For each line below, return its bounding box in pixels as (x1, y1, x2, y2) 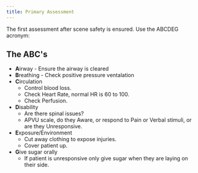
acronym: (6, 31, 30, 39)
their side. (24, 161, 50, 169)
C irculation (15, 78, 42, 85)
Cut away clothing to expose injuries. (24, 136, 117, 143)
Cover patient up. (24, 142, 68, 149)
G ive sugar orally (15, 148, 58, 156)
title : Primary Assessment (6, 8, 74, 15)
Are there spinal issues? (24, 110, 84, 118)
